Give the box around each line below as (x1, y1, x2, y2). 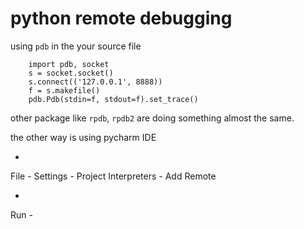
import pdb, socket (28, 59, 110, 69)
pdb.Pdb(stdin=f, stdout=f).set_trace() (28, 94, 199, 104)
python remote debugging (10, 7, 233, 30)
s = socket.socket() (28, 68, 114, 78)
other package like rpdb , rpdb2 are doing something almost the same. (10, 112, 295, 124)
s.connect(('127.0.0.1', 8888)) (28, 77, 163, 87)
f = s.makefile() (28, 85, 101, 96)
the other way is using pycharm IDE (10, 131, 157, 143)
